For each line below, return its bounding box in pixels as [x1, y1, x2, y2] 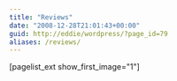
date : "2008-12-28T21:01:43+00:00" [9, 21, 141, 30]
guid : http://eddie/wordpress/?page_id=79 [9, 29, 168, 38]
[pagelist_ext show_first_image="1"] [9, 62, 140, 72]
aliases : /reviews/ [9, 37, 81, 47]
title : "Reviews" [9, 12, 73, 22]
